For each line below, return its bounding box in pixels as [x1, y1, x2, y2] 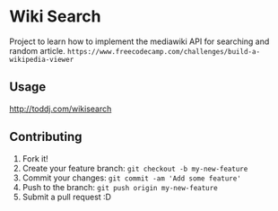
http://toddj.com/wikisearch [9, 103, 112, 114]
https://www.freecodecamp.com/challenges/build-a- [66, 47, 261, 56]
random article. [9, 45, 65, 56]
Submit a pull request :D [22, 191, 112, 202]
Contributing [9, 129, 83, 145]
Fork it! [22, 153, 49, 163]
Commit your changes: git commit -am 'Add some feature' [22, 172, 242, 183]
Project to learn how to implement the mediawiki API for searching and [9, 36, 270, 47]
